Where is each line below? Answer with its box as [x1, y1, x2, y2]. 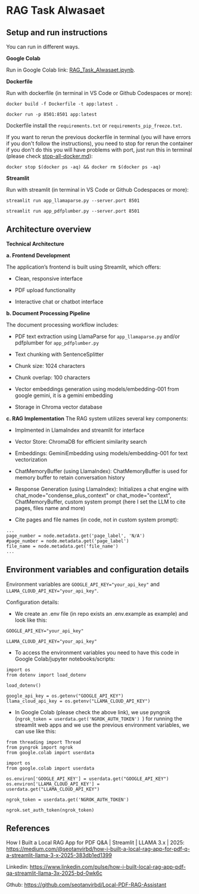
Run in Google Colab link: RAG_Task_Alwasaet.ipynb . [6, 66, 135, 73]
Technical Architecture [6, 240, 64, 247]
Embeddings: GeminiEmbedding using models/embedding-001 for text [14, 449, 188, 457]
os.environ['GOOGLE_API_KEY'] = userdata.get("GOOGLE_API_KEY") [6, 776, 169, 782]
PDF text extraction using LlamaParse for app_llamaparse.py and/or [14, 333, 180, 340]
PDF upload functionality [14, 286, 76, 293]
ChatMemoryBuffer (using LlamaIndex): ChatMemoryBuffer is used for [14, 467, 188, 475]
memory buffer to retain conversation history [14, 474, 125, 481]
